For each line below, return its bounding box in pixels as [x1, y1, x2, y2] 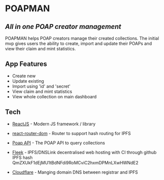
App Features [5, 60, 47, 68]
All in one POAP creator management [5, 22, 121, 31]
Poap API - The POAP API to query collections [12, 140, 105, 146]
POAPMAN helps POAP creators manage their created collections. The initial [5, 35, 159, 41]
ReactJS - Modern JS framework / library [12, 121, 96, 127]
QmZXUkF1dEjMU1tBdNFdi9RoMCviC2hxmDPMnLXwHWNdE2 [12, 159, 139, 165]
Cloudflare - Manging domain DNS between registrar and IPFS [12, 169, 138, 175]
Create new [12, 73, 36, 79]
